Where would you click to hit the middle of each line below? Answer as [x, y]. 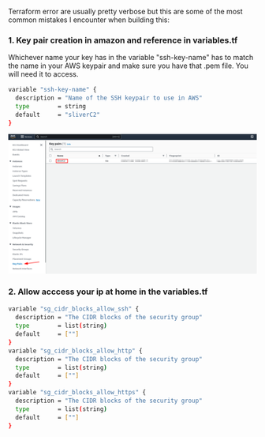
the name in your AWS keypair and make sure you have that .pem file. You [128, 66]
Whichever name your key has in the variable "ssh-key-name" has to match [131, 58]
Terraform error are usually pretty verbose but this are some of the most [125, 11]
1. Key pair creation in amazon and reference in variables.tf [123, 40]
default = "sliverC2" [58, 115]
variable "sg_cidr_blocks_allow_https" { [77, 393]
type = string [51, 107]
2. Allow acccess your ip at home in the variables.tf [108, 292]
